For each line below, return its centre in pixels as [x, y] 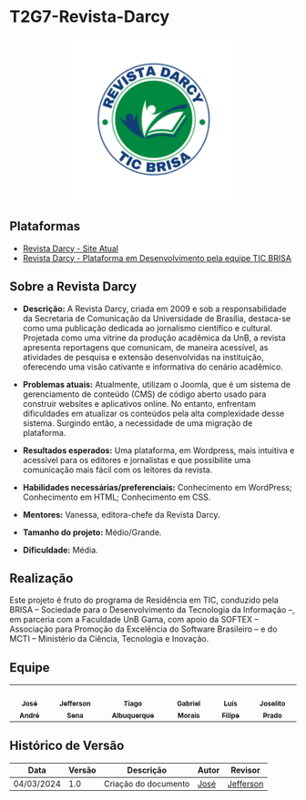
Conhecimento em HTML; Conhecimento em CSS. [117, 497]
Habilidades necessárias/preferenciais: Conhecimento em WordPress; [158, 487]
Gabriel [189, 704]
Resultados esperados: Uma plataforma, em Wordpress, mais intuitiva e [158, 450]
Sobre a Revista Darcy [73, 287]
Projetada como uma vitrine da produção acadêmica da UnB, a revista [154, 338]
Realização [41, 578]
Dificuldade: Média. [60, 550]
